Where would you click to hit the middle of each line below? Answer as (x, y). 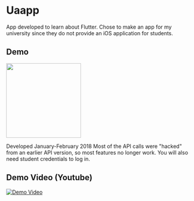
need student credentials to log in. (48, 159)
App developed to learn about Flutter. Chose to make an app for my (89, 27)
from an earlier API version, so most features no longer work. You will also (97, 152)
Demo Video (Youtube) (49, 177)
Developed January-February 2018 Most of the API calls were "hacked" (94, 146)
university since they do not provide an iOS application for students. (90, 33)
